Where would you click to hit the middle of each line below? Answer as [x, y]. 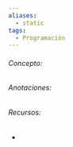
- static [30, 23]
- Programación [40, 38]
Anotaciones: [30, 87]
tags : [17, 30]
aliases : [23, 15]
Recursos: [25, 113]
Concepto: [25, 63]
